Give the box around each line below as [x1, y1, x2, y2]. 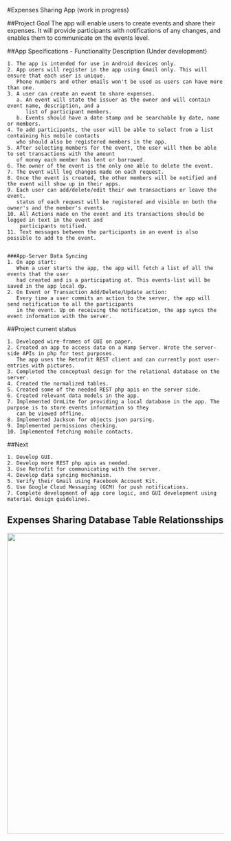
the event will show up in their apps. [7, 181, 122, 188]
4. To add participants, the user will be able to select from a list [7, 126, 214, 133]
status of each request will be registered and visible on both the [16, 199, 217, 205]
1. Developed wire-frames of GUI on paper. [7, 338, 134, 345]
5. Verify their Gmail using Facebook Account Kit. [7, 478, 158, 484]
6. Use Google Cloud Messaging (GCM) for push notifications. [7, 484, 189, 491]
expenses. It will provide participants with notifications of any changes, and [7, 27, 221, 34]
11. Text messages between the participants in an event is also [7, 229, 198, 236]
